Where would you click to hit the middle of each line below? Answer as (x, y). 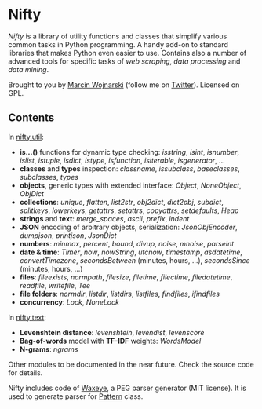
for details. (25, 372)
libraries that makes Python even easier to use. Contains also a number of (127, 53)
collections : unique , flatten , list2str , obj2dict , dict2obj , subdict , (121, 202)
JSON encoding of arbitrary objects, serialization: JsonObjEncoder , (128, 227)
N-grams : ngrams (49, 349)
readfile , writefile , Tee (55, 285)
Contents (31, 118)
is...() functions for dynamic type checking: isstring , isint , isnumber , (129, 152)
